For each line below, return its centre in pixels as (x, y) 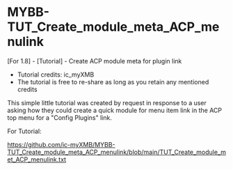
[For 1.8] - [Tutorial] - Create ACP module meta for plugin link (95, 61)
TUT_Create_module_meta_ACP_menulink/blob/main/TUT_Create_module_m (117, 152)
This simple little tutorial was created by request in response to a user (107, 102)
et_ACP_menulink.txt (37, 159)
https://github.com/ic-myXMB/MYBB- (62, 144)
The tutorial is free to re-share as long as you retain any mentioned (113, 82)
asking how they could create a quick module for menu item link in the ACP (115, 110)
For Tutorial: (24, 131)
